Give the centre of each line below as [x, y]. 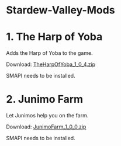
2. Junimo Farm [45, 99]
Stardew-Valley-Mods [61, 10]
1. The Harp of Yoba [54, 37]
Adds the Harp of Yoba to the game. [49, 53]
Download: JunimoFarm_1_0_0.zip [46, 127]
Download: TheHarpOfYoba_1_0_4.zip [51, 64]
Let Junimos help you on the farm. [47, 116]
